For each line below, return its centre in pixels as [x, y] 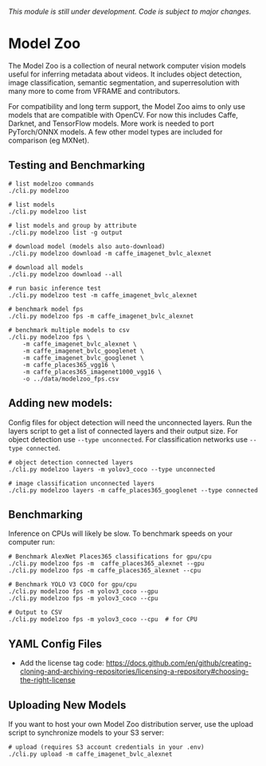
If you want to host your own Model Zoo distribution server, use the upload [131, 724]
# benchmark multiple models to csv [69, 330]
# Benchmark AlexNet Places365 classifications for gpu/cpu [110, 557]
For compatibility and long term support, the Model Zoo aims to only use [127, 106]
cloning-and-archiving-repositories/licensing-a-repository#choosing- [134, 671]
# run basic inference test [55, 288]
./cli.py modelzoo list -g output [66, 233]
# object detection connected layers [71, 462]
